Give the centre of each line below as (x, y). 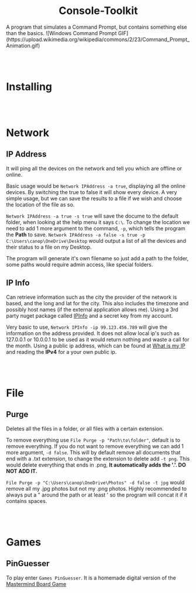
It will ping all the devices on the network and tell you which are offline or (94, 168)
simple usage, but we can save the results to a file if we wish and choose (94, 198)
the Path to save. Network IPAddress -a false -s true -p (76, 235)
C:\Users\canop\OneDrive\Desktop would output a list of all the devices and (96, 240)
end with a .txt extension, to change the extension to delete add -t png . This (98, 458)
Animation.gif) (23, 46)
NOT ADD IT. (22, 471)
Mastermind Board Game (36, 584)
